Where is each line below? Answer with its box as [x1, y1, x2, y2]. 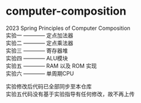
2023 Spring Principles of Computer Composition [6, 24, 131, 32]
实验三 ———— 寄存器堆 [6, 47, 68, 54]
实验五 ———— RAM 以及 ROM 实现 [6, 62, 97, 69]
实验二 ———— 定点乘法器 [6, 39, 74, 46]
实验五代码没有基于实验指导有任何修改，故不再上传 [6, 90, 135, 98]
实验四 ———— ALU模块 [6, 54, 68, 62]
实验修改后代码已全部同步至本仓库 [6, 82, 92, 90]
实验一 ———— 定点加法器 [6, 32, 74, 39]
